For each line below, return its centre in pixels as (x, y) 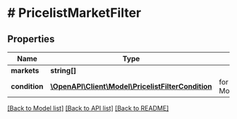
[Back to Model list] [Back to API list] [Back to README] (88, 108)
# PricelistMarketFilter (74, 13)
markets (25, 70)
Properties (31, 39)
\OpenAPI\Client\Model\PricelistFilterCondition (132, 86)
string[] (63, 70)
